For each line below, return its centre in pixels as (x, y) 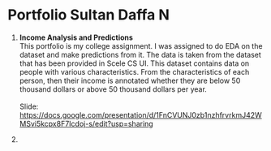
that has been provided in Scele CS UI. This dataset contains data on (134, 63)
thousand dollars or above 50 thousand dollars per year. (113, 89)
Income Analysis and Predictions (76, 37)
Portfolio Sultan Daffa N (88, 15)
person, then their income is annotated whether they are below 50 (130, 80)
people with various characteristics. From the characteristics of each (134, 71)
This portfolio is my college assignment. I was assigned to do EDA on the (141, 45)
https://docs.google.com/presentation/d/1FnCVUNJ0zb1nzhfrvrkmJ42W (141, 114)
